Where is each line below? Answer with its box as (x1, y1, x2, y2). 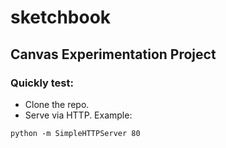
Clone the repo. (24, 98, 90, 110)
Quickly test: (10, 76, 74, 90)
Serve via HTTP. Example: (24, 109, 133, 121)
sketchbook (10, 6, 112, 29)
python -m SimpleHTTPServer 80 (10, 128, 141, 138)
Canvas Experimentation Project (10, 46, 217, 63)
